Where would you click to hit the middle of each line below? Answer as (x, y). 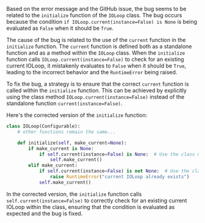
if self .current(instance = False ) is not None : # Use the (114, 171)
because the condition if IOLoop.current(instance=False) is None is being (102, 22)
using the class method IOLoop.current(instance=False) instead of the (95, 97)
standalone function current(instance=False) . (64, 103)
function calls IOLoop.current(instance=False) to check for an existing (95, 59)
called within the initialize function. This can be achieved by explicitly (97, 90)
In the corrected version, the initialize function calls (74, 194)
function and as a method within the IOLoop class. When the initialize (96, 53)
